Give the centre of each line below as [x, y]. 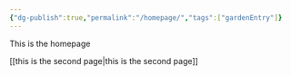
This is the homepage [50, 43]
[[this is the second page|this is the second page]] [104, 61]
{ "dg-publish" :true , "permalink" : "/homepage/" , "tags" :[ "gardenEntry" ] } [146, 18]
